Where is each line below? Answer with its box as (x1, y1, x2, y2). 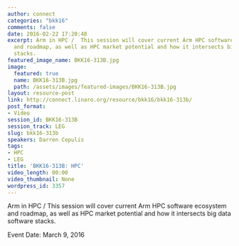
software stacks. (7, 217, 56, 225)
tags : (7, 143, 23, 150)
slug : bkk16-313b (7, 129, 59, 137)
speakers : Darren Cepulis (7, 136, 84, 143)
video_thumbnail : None (7, 176, 75, 183)
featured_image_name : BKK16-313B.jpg (7, 57, 119, 64)
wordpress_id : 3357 (7, 182, 65, 189)
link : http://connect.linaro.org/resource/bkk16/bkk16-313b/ (7, 97, 193, 104)
